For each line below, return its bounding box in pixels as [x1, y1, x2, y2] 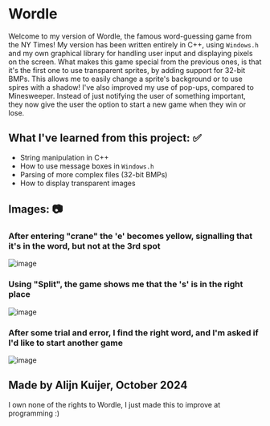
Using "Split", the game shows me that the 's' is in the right [8, 278, 243, 290]
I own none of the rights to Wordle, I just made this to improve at [8, 400, 221, 409]
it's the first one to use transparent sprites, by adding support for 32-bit [8, 65, 246, 75]
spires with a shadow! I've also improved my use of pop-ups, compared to [8, 82, 255, 92]
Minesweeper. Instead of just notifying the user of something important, [8, 91, 247, 100]
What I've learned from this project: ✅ [8, 132, 202, 145]
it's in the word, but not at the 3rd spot [8, 241, 161, 252]
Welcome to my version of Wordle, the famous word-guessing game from [8, 31, 252, 41]
